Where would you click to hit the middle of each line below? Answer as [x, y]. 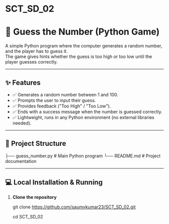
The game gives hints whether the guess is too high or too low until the [79, 57]
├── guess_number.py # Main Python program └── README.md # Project [83, 156]
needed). [22, 123]
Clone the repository [34, 197]
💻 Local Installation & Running [54, 182]
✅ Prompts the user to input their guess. [54, 100]
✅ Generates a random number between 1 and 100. [65, 94]
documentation [21, 161]
